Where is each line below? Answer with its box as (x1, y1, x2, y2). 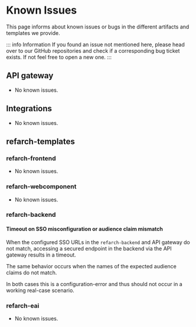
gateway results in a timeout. (6, 251, 77, 258)
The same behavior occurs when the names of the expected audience (6, 262, 177, 270)
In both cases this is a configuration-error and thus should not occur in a (6, 280, 183, 287)
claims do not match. (6, 269, 57, 276)
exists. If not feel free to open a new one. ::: (6, 53, 112, 60)
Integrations (6, 104, 52, 114)
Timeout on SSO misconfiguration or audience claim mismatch (6, 226, 164, 233)
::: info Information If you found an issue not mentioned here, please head (6, 41, 185, 48)
